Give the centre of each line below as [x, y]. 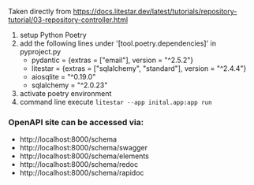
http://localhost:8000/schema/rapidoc [82, 173]
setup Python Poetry [53, 35]
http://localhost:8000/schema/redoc [79, 165]
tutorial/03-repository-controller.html [68, 20]
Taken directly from [40, 11]
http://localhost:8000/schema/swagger [84, 148]
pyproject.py [40, 52]
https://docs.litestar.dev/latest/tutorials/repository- [155, 11]
